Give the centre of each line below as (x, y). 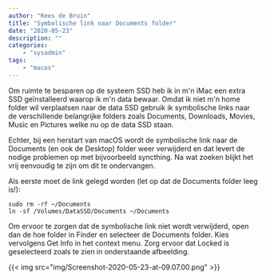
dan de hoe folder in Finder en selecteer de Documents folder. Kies (119, 234)
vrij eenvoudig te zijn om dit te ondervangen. (82, 166)
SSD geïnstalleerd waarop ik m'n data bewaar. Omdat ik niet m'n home (125, 99)
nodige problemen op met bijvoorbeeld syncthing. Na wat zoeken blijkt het (131, 157)
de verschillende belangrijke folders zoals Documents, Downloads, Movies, (132, 116)
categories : (28, 46)
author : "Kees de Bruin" (50, 16)
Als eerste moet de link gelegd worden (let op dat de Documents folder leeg (133, 181)
